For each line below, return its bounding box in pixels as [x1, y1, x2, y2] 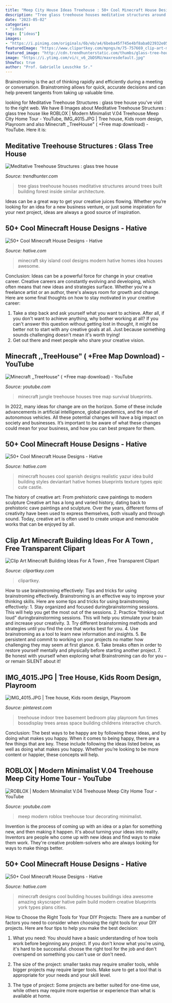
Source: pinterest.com [5, 705, 52, 711]
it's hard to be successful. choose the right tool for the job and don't [12, 946, 157, 952]
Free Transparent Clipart [5, 544, 85, 553]
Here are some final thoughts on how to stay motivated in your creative [5, 294, 155, 301]
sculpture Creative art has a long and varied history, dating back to [5, 500, 146, 506]
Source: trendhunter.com [5, 173, 58, 179]
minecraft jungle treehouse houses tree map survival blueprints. [17, 393, 153, 399]
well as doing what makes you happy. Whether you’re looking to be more [5, 746, 159, 752]
